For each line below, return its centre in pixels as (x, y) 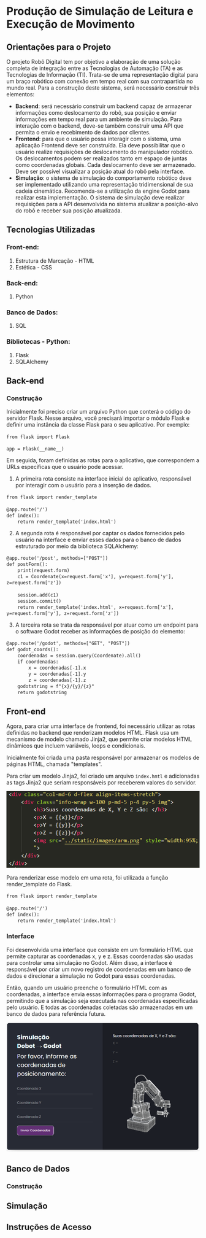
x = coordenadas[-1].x (57, 668)
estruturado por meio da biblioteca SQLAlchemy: (77, 546)
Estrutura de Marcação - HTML (55, 261)
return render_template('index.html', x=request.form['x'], (96, 608)
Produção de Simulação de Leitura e (100, 11)
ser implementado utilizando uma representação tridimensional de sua (104, 184)
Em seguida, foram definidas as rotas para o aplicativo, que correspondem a (103, 460)
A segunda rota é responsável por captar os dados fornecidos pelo (100, 533)
